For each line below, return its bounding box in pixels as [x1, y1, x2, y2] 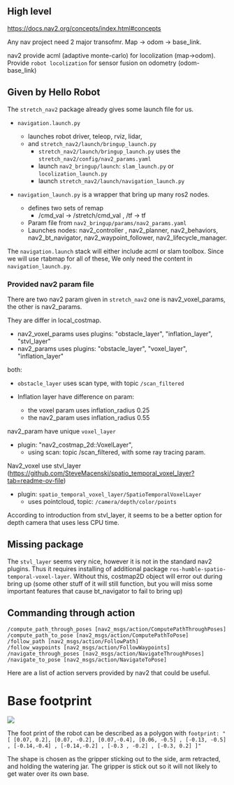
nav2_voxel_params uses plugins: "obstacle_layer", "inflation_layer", [17, 329, 213, 338]
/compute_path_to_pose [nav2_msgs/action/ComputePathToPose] [7, 632, 189, 639]
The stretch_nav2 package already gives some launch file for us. [7, 105, 194, 113]
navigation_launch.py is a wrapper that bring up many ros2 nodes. [17, 190, 210, 199]
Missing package [7, 538, 84, 551]
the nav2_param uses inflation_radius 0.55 [27, 413, 150, 422]
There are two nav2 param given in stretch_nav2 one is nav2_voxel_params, [7, 295, 226, 303]
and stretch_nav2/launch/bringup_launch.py [27, 139, 157, 147]
